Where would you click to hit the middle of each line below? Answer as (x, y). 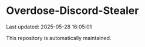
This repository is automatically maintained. (59, 38)
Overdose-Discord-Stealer (72, 11)
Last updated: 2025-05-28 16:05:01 (49, 27)
